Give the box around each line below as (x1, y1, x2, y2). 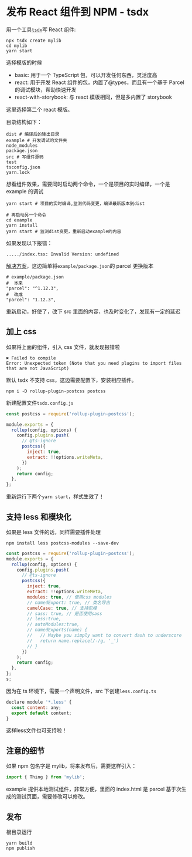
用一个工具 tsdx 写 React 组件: (6, 26, 76, 33)
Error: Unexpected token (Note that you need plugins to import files (6, 360, 182, 366)
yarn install (6, 222, 38, 228)
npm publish (6, 845, 35, 851)
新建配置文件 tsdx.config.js (6, 399, 74, 406)
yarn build (6, 840, 33, 846)
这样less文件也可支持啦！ (6, 727, 67, 734)
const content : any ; (11, 704, 61, 711)
